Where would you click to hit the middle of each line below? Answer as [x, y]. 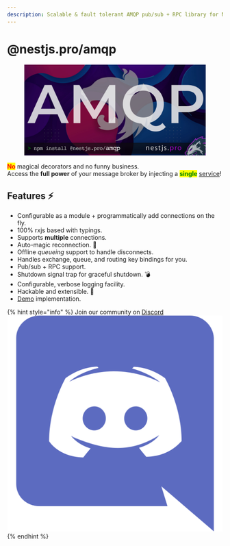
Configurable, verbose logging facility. [71, 284]
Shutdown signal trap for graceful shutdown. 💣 [84, 275]
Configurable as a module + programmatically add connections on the [116, 216]
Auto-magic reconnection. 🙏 [57, 245]
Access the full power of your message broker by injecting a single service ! [114, 173]
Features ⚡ [30, 196]
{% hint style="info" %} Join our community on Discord [86, 312]
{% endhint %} [28, 536]
